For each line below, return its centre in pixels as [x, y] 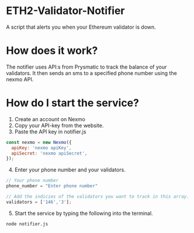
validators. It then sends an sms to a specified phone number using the [91, 73]
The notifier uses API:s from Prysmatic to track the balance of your [86, 67]
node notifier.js [27, 224]
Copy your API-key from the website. [59, 125]
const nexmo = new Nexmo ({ [39, 142]
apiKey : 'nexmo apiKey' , [41, 148]
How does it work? [52, 51]
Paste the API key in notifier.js [50, 131]
